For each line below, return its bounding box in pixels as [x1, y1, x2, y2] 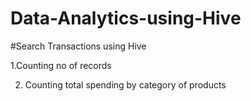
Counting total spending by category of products [24, 78, 227, 91]
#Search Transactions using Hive [10, 40, 147, 52]
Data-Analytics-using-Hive [10, 7, 242, 30]
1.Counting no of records [10, 59, 112, 71]
